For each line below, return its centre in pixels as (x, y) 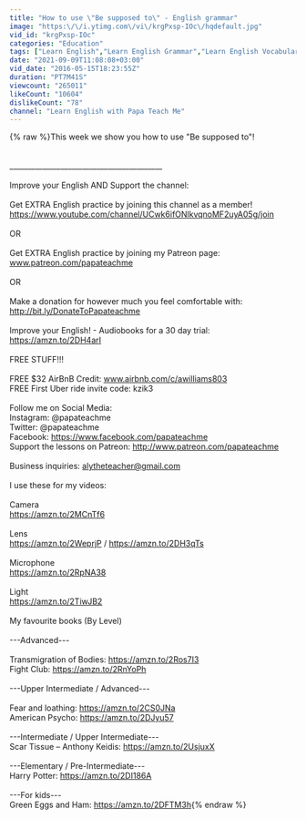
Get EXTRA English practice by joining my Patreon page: (115, 253)
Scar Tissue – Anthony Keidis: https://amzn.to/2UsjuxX (112, 747)
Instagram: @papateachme (60, 418)
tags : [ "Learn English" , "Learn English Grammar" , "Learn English (134, 52)
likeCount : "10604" (46, 94)
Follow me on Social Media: (61, 408)
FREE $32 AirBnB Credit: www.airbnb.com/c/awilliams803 (118, 379)
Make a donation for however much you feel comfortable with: (126, 302)
